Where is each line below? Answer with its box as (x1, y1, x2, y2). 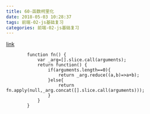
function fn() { (27, 52, 67, 58)
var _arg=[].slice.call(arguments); (37, 57, 127, 63)
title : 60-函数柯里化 (6, 8, 54, 15)
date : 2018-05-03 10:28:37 (6, 14, 72, 20)
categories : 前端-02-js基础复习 (6, 24, 80, 31)
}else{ (47, 77, 64, 83)
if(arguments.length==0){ (47, 67, 111, 73)
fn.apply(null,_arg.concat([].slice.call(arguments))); (6, 88, 145, 94)
